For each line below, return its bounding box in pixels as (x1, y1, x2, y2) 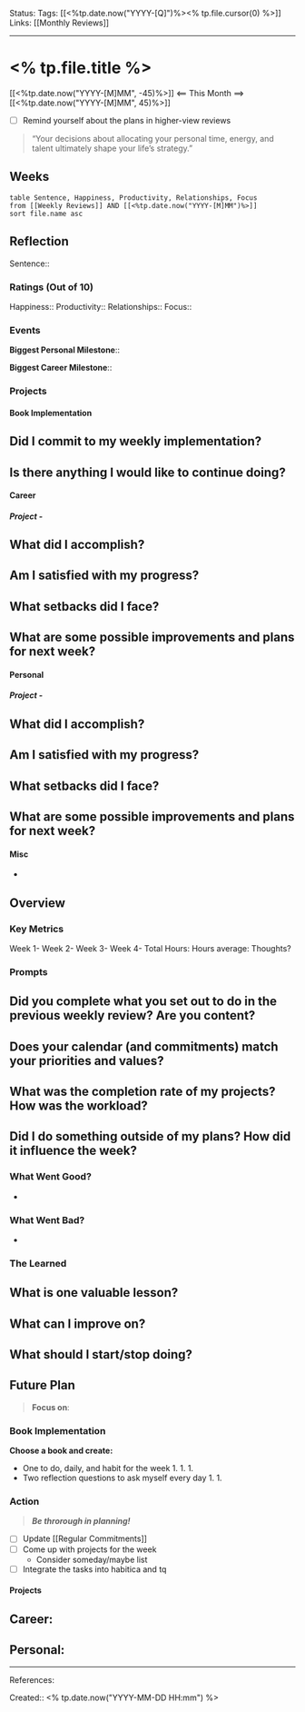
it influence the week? (9, 1143, 138, 1159)
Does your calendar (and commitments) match (9, 1039, 279, 1054)
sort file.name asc (9, 209, 84, 218)
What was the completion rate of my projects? (9, 1084, 276, 1099)
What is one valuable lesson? (9, 1285, 179, 1300)
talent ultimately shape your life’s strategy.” (31, 143, 193, 154)
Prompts (9, 965, 48, 978)
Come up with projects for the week (22, 1544, 157, 1555)
